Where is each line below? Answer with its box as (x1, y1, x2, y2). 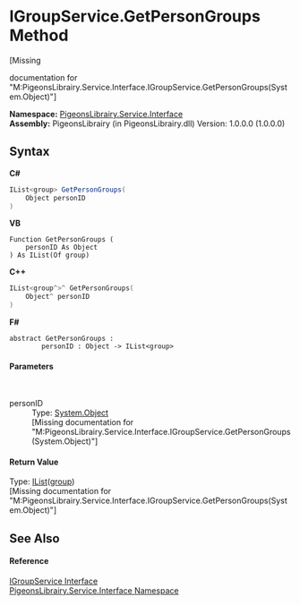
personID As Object (25, 243, 99, 252)
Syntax (9, 144, 50, 159)
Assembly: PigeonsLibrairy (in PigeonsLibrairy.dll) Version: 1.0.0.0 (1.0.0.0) (9, 118, 286, 129)
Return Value (9, 456, 59, 467)
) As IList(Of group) (9, 251, 90, 260)
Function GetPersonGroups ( (9, 235, 115, 244)
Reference (9, 556, 49, 567)
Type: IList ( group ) (9, 476, 75, 487)
